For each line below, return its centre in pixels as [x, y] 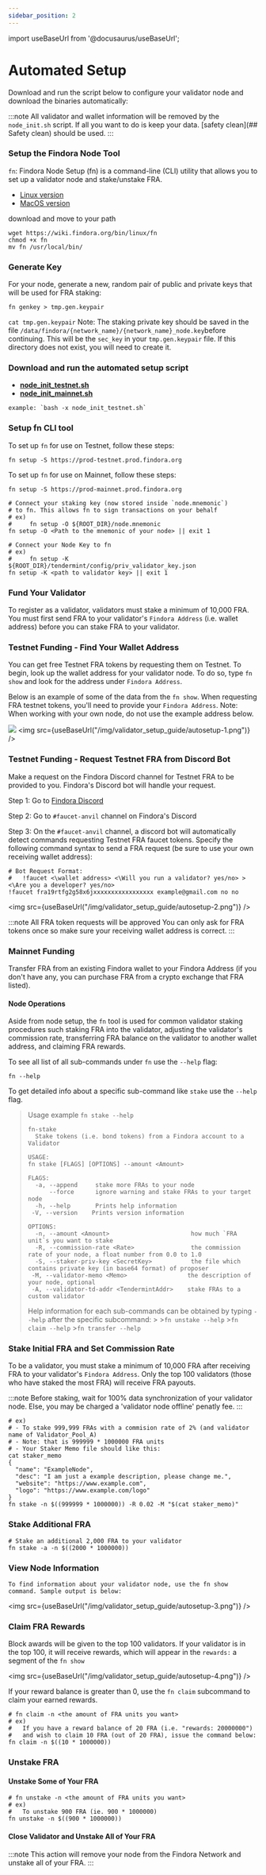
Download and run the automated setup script [98, 368]
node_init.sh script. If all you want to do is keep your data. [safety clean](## [133, 125]
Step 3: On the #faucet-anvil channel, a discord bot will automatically [122, 831]
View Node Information [54, 1568]
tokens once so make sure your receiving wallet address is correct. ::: [122, 930]
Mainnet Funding [42, 951]
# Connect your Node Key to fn [60, 545]
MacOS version [45, 203]
